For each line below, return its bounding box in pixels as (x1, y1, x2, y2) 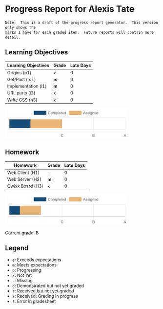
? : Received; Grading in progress (12, 293, 78, 299)
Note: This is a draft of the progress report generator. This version (5, 20, 159, 25)
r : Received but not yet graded (12, 288, 74, 294)
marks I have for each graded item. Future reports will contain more (5, 30, 154, 35)
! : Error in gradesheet (12, 298, 56, 304)
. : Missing (12, 278, 33, 284)
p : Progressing (12, 267, 41, 273)
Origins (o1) (7, 69, 32, 75)
